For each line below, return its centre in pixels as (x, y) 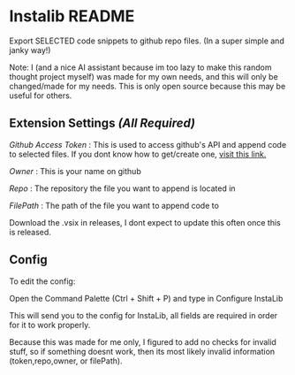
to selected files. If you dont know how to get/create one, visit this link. (138, 154)
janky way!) (30, 50)
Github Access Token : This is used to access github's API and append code (148, 144)
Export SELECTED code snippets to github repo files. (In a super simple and (147, 41)
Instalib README (72, 16)
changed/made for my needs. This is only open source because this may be (147, 86)
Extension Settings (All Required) (102, 123)
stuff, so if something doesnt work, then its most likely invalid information (142, 351)
